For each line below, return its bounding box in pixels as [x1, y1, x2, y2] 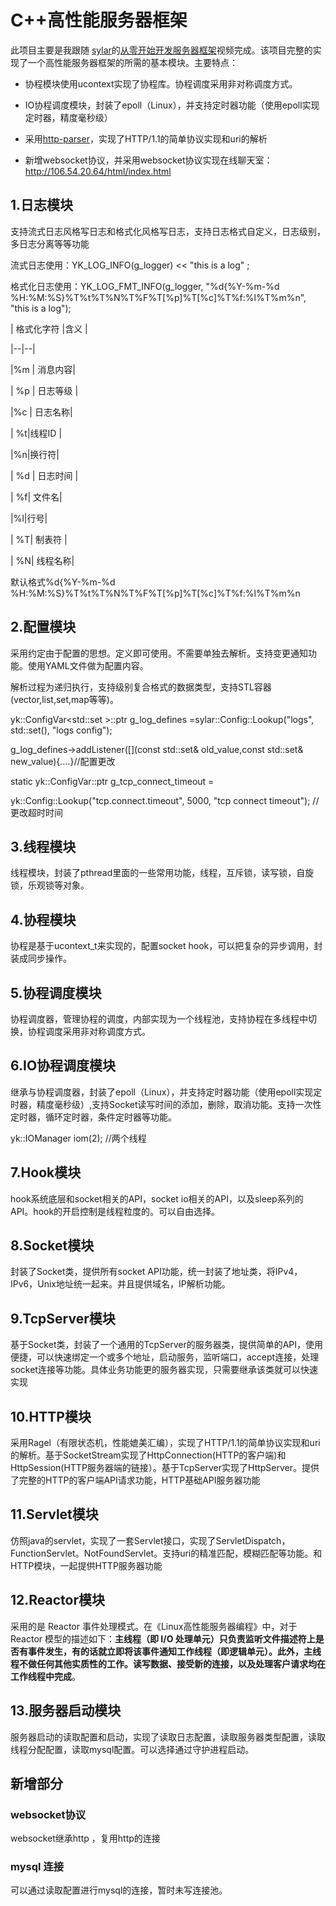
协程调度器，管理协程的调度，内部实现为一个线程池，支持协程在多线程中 [10, 1013, 308, 1025]
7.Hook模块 [10, 1164, 82, 1181]
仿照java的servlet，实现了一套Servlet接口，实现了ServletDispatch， [10, 1534, 291, 1546]
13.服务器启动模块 [10, 1702, 122, 1720]
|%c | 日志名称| [10, 406, 73, 418]
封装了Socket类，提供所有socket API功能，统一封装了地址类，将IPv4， [10, 1266, 303, 1278]
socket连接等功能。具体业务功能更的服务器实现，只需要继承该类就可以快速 [10, 1364, 318, 1376]
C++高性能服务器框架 [10, 9, 188, 32]
